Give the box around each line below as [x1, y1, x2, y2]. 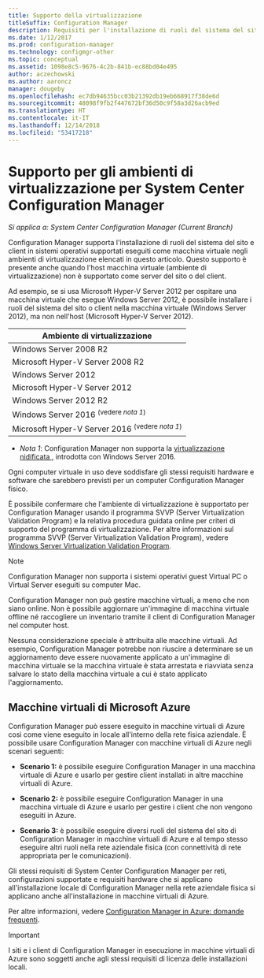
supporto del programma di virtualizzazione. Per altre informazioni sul [8, 525, 234, 534]
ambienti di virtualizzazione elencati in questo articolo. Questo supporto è [8, 254, 247, 264]
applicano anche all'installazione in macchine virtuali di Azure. [8, 891, 210, 901]
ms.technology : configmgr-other [8, 48, 114, 56]
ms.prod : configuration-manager [8, 41, 114, 49]
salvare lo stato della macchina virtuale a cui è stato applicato [8, 669, 207, 679]
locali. [8, 962, 27, 972]
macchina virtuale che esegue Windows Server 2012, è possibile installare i [8, 295, 252, 304]
